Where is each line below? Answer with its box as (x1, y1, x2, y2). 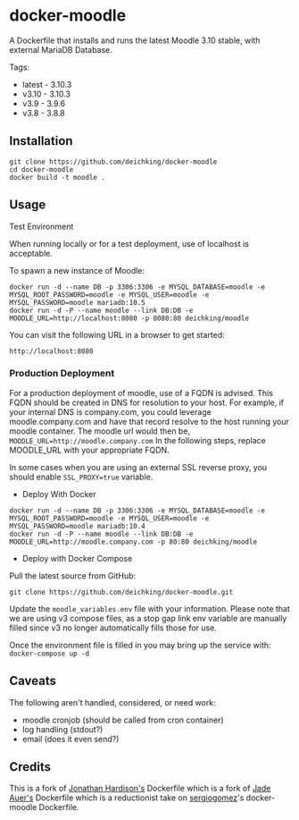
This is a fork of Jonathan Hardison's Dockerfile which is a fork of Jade (9, 783, 271, 794)
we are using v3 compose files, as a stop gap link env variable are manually (9, 613, 287, 623)
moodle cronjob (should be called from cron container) (21, 714, 225, 725)
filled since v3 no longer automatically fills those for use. (9, 622, 217, 633)
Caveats (9, 673, 56, 689)
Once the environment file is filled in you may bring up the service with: (9, 639, 271, 650)
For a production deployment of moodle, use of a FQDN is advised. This (9, 387, 274, 398)
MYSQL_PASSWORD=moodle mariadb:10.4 (9, 521, 145, 530)
